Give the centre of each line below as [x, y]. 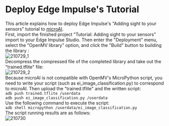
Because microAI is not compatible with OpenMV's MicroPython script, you [84, 78]
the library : [17, 51]
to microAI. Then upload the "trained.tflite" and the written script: [73, 88]
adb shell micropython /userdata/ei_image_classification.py [71, 108]
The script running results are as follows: [48, 113]
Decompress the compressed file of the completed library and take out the [83, 61]
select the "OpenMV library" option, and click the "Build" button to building [83, 45]
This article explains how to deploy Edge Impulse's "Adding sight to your [81, 23]
